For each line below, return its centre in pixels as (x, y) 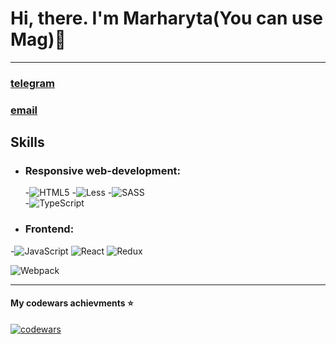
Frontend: (49, 229)
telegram (32, 83)
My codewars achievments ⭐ (72, 303)
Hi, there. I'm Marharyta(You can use (166, 18)
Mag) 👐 (38, 39)
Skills (27, 142)
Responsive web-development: (103, 171)
